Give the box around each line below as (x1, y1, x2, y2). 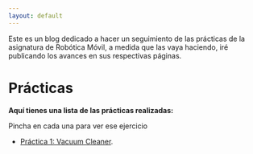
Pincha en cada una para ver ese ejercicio (8, 121, 147, 131)
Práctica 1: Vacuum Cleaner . (19, 136, 114, 146)
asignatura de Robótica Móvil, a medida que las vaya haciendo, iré (8, 42, 229, 52)
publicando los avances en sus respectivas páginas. (8, 51, 182, 60)
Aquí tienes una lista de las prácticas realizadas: (8, 105, 174, 115)
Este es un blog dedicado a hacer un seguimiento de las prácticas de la (8, 34, 246, 43)
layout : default (8, 11, 63, 20)
